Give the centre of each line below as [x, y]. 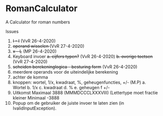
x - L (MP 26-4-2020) [34, 51]
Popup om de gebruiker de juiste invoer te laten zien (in [68, 103]
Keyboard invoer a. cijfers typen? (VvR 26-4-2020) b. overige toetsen [83, 56]
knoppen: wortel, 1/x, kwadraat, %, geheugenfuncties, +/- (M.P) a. [79, 82]
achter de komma [30, 77]
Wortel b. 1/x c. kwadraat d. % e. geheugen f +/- [61, 87]
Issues [12, 31]
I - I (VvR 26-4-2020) [34, 41]
